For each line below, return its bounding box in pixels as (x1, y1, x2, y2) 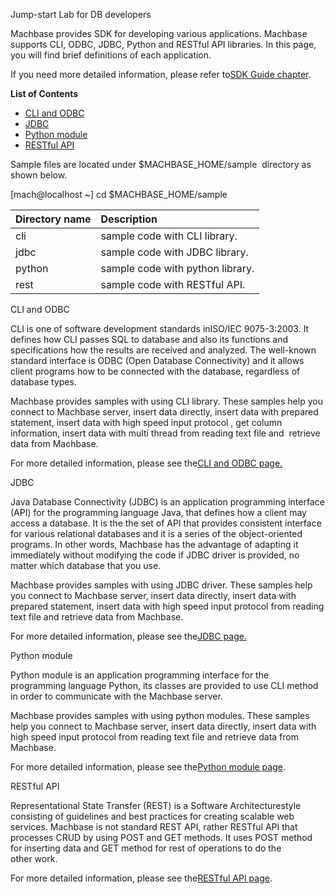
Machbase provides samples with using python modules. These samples (10, 710, 310, 721)
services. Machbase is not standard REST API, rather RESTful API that (10, 821, 298, 833)
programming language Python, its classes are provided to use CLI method (10, 680, 319, 691)
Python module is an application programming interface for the (10, 669, 270, 681)
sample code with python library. (100, 262, 255, 275)
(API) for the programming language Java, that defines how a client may (10, 507, 307, 518)
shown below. (10, 169, 68, 181)
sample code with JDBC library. (100, 245, 249, 259)
